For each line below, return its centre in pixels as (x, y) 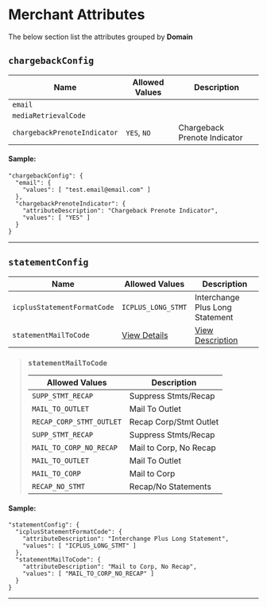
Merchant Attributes (77, 15)
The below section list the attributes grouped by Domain (101, 37)
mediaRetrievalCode (49, 116)
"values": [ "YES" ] (56, 217)
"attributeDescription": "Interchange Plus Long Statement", (126, 539)
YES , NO (138, 132)
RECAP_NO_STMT (58, 487)
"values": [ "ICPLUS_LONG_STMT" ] (79, 546)
